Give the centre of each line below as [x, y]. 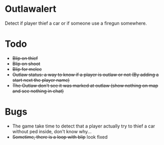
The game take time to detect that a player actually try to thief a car [84, 126]
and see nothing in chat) [38, 91]
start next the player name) [41, 80]
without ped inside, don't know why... [52, 131]
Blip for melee [27, 69]
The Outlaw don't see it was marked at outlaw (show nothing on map [85, 85]
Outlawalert [31, 9]
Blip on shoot [26, 64]
